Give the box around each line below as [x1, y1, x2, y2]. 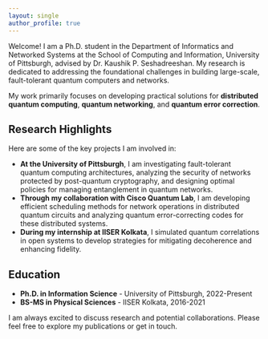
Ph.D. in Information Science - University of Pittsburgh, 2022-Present [19, 289, 253, 299]
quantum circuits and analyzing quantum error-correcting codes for [19, 210, 244, 220]
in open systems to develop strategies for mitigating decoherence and [19, 236, 253, 245]
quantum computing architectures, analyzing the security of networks [19, 167, 251, 177]
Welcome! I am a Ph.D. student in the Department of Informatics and [8, 41, 234, 50]
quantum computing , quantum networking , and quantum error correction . [8, 99, 261, 109]
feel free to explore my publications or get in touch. [8, 321, 178, 331]
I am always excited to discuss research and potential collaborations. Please [8, 313, 260, 323]
